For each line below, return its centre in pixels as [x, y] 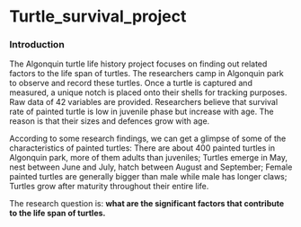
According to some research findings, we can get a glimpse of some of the [148, 139]
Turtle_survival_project [98, 17]
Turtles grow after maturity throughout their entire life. [109, 187]
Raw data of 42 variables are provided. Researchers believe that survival [144, 102]
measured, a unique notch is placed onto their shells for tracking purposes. [148, 92]
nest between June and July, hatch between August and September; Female [151, 167]
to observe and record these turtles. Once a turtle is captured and [131, 83]
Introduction [37, 45]
